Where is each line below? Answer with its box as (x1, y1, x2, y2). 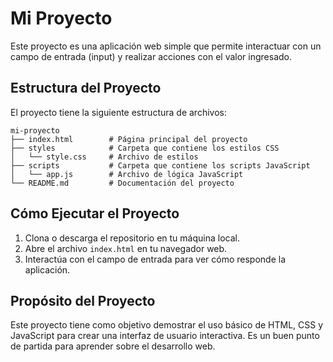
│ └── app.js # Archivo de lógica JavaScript (10, 169, 244, 179)
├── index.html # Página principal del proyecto (10, 134, 248, 144)
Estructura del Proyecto (10, 80, 162, 97)
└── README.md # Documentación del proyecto (10, 178, 235, 188)
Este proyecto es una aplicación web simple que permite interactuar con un (10, 40, 322, 52)
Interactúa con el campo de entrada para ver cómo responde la (24, 253, 287, 265)
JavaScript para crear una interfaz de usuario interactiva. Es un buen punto (10, 330, 320, 342)
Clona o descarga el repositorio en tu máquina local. (24, 232, 240, 244)
